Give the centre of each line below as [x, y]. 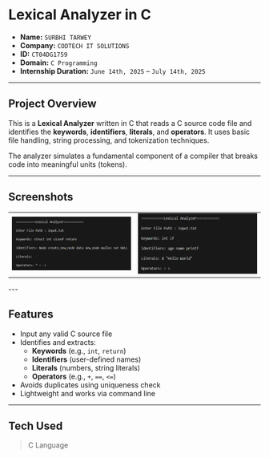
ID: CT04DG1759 [44, 54]
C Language [48, 445]
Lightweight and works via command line [88, 393]
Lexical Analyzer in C [80, 15]
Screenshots [41, 197]
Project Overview [52, 104]
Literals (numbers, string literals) [86, 367]
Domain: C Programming [58, 63]
